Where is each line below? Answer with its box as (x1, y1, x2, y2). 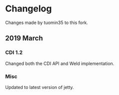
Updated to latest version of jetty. (5, 84, 74, 90)
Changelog (5, 3, 52, 14)
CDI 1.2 (5, 49, 23, 56)
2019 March (5, 34, 43, 42)
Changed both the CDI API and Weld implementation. (5, 60, 114, 66)
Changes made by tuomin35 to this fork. (5, 19, 88, 25)
